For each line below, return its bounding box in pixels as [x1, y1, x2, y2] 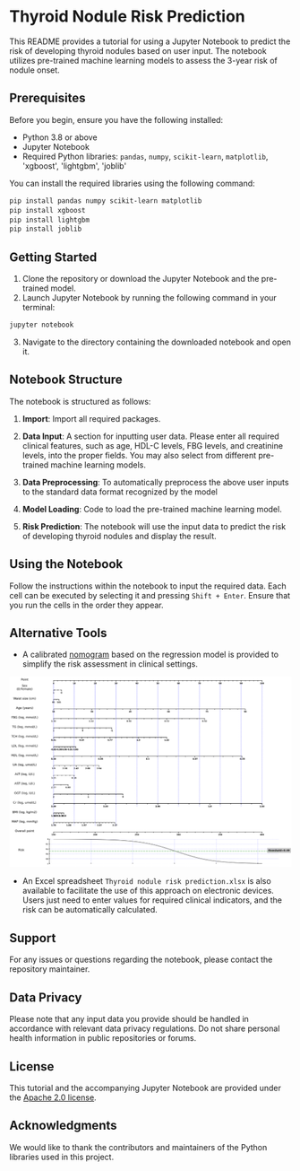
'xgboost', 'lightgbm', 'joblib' [21, 160, 127, 171]
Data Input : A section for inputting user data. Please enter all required [21, 431, 279, 441]
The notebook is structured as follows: [9, 396, 151, 406]
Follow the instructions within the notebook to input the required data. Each [9, 581, 287, 591]
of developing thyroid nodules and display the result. [21, 530, 217, 541]
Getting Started [9, 249, 98, 265]
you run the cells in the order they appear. [9, 599, 164, 610]
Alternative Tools [9, 625, 107, 641]
